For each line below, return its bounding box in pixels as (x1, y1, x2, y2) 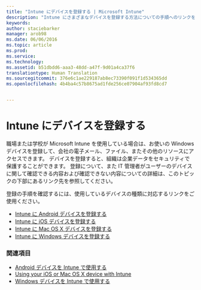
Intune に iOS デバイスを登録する (14, 218, 96, 225)
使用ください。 (6, 197, 43, 204)
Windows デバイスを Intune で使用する (14, 277, 111, 285)
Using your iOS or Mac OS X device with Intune (14, 270, 132, 278)
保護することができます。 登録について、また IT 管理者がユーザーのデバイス (6, 162, 193, 169)
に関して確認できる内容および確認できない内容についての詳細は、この (6, 170, 179, 177)
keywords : (6, 20, 31, 26)
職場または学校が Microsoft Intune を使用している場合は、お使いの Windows (6, 140, 194, 147)
